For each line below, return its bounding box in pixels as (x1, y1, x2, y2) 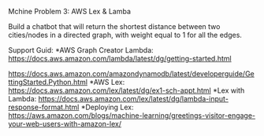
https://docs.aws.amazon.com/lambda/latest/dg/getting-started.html (8, 54, 232, 63)
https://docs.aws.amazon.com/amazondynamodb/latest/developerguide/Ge (8, 69, 255, 78)
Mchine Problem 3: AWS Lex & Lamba (8, 7, 132, 16)
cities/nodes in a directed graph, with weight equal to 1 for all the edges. (8, 31, 243, 39)
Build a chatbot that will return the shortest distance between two (8, 22, 221, 31)
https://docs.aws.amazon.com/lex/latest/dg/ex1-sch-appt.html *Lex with (8, 86, 245, 95)
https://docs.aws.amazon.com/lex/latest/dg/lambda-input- (38, 94, 229, 103)
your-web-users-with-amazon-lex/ (8, 119, 122, 128)
